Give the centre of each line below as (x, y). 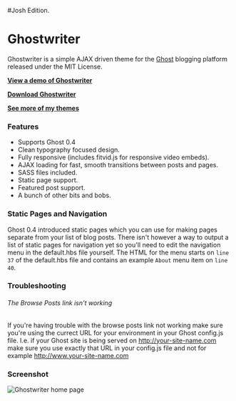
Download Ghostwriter (42, 94)
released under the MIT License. (55, 66)
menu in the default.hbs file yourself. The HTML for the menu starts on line (118, 252)
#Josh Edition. (29, 10)
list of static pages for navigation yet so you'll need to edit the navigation (114, 244)
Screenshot (28, 374)
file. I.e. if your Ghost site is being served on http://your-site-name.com (112, 340)
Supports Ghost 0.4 (47, 142)
